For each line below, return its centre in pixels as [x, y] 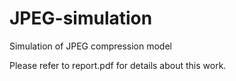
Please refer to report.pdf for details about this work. [118, 65]
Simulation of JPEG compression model [90, 46]
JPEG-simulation [81, 18]
